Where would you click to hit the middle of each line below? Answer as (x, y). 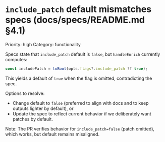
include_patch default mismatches (78, 9)
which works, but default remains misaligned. (52, 134)
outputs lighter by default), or (43, 108)
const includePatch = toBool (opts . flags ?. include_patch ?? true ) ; (76, 69)
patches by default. (33, 119)
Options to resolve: (25, 93)
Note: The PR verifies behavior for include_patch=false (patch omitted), (80, 128)
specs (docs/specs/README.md (75, 20)
